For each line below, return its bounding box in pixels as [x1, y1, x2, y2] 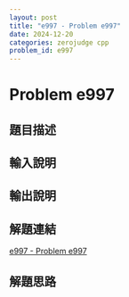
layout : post [9, 12, 58, 22]
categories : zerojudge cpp [9, 37, 109, 47]
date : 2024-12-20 [9, 29, 74, 38]
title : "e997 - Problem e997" [9, 21, 122, 30]
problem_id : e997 [9, 46, 74, 55]
